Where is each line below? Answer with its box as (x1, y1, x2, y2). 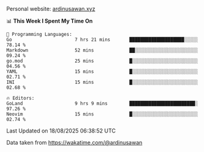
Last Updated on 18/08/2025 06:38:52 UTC (6, 127, 116, 134)
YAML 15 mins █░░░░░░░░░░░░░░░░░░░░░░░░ (6, 69, 199, 75)
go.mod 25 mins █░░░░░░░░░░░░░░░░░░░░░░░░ (6, 58, 199, 64)
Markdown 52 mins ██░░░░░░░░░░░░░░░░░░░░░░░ (6, 47, 199, 54)
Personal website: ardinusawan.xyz (6, 5, 96, 12)
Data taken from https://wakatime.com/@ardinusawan (6, 139, 142, 146)
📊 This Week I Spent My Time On (6, 18, 93, 24)
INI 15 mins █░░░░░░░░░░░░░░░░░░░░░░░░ (6, 79, 199, 85)
